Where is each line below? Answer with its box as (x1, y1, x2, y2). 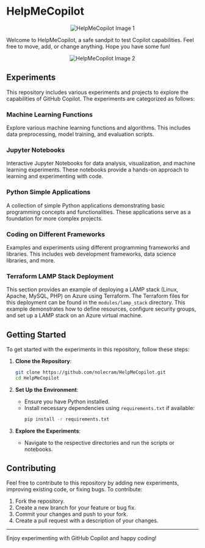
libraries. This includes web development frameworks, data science (6, 250, 176, 258)
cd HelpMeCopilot (15, 375, 60, 381)
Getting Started (6, 330, 67, 340)
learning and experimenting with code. (6, 173, 104, 180)
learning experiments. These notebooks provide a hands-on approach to (6, 166, 189, 173)
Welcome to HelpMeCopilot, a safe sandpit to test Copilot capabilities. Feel (6, 36, 194, 43)
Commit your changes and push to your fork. (15, 511, 128, 518)
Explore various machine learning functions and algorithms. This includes (6, 124, 191, 132)
